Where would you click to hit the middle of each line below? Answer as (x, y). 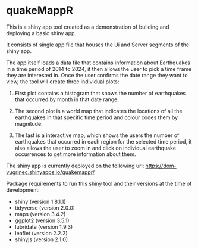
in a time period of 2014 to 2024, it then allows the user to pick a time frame (99, 69)
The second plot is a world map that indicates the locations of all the (98, 111)
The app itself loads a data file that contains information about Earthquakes (98, 63)
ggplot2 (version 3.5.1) (42, 220)
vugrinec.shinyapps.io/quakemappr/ (51, 172)
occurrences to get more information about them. (75, 154)
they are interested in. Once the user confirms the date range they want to (97, 75)
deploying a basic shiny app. (41, 33)
